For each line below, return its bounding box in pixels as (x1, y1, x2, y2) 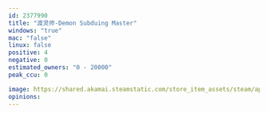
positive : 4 (8, 49, 48, 56)
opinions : (8, 92, 41, 100)
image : (8, 85, 30, 93)
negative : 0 (8, 56, 48, 64)
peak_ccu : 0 (8, 71, 48, 79)
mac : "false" (8, 33, 52, 42)
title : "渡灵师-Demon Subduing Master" (8, 19, 137, 27)
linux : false (8, 41, 52, 49)
